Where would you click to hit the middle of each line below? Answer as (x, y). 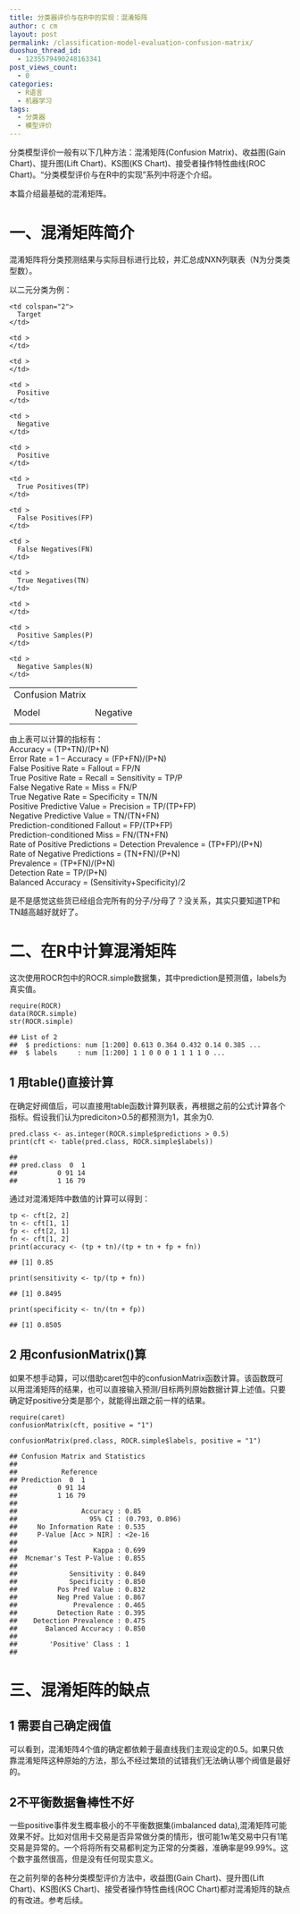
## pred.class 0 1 (48, 1165)
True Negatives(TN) (54, 580)
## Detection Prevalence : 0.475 (77, 1621)
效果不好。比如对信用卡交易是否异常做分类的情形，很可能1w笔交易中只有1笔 (149, 1837)
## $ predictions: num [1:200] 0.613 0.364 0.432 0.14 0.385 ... (135, 1045)
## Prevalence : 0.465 (77, 1605)
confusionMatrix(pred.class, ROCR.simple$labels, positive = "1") (135, 1441)
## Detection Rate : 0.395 (77, 1613)
